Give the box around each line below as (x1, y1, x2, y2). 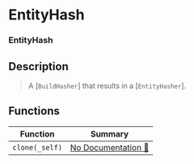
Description (8, 59, 69, 74)
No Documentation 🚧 (70, 141, 150, 153)
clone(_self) (12, 143, 63, 152)
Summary (90, 128, 129, 139)
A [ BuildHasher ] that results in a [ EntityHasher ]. (27, 81, 187, 90)
